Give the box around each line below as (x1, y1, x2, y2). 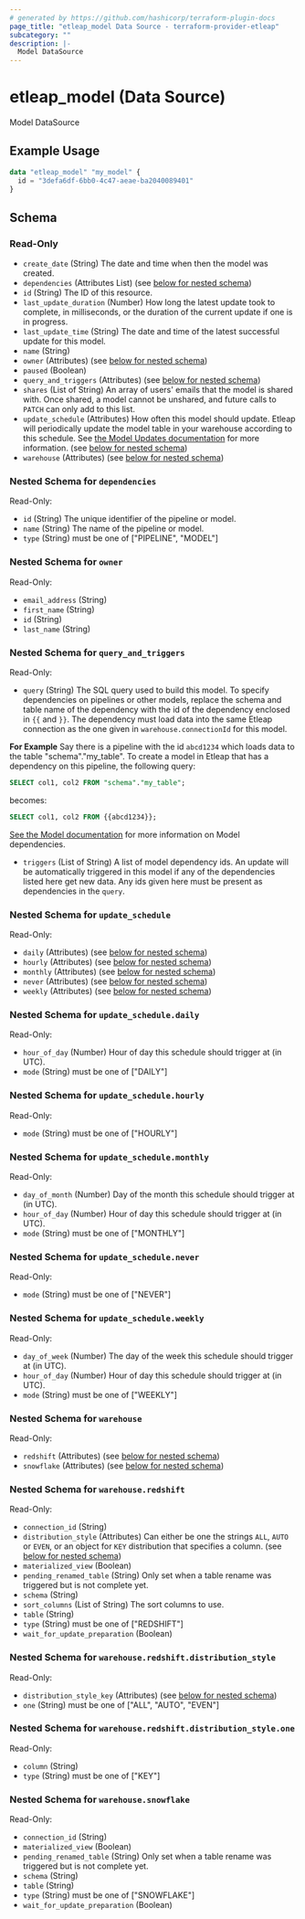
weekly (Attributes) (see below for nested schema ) (22, 986, 212, 997)
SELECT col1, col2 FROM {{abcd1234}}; (9, 812, 157, 822)
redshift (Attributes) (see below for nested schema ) (22, 1450, 221, 1461)
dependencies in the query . (22, 885, 125, 896)
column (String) (22, 1760, 79, 1771)
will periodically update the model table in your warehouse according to (22, 423, 292, 434)
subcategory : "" (9, 30, 71, 39)
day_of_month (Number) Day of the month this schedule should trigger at (22, 1189, 295, 1200)
